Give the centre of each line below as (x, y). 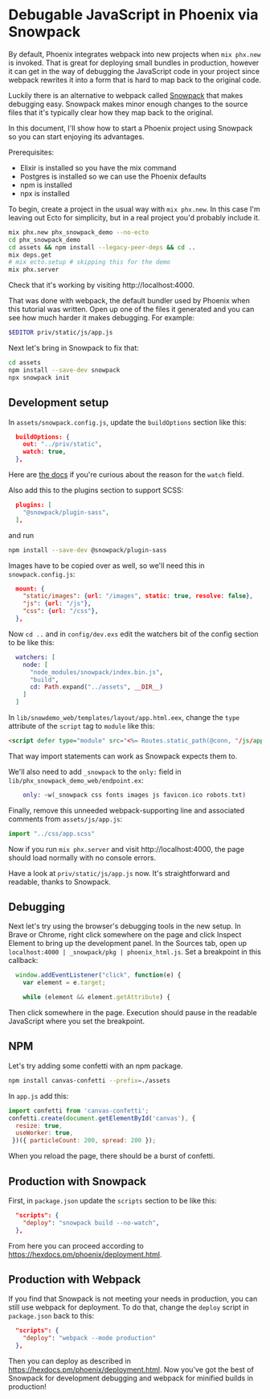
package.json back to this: (51, 1316)
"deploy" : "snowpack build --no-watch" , (91, 1223)
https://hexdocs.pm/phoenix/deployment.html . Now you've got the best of (131, 1370)
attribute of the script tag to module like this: (82, 726)
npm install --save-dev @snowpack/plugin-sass (88, 550)
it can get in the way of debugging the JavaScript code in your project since (134, 71)
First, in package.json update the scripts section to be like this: (112, 1200)
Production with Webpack (75, 1280)
